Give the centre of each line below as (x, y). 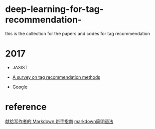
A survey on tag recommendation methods (56, 77)
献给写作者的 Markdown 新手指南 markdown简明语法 (59, 121)
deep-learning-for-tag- (55, 9)
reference (26, 107)
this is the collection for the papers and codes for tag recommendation (78, 33)
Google (20, 87)
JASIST (20, 67)
